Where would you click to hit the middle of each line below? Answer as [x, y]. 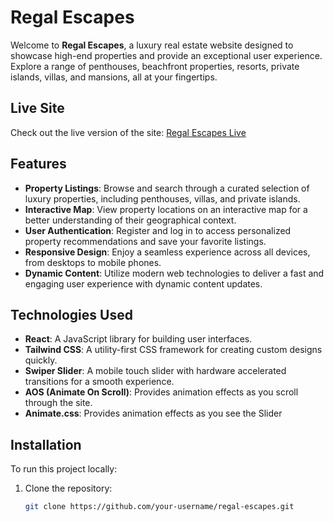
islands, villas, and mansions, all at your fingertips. [114, 77]
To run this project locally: [64, 469]
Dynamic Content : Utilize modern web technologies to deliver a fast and [174, 273]
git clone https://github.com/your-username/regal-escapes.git [159, 507]
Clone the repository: [68, 488]
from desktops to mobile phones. [93, 262]
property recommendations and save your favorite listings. [145, 241]
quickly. [41, 360]
